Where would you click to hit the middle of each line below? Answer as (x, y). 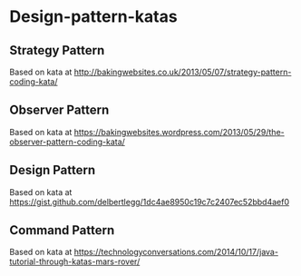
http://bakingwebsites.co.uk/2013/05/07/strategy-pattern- (183, 72)
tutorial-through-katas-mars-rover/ (75, 261)
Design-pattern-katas (94, 17)
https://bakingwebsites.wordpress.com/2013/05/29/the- (179, 132)
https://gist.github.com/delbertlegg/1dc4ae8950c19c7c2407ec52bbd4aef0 (150, 202)
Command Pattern (62, 230)
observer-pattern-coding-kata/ (67, 142)
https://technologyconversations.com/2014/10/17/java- (176, 252)
